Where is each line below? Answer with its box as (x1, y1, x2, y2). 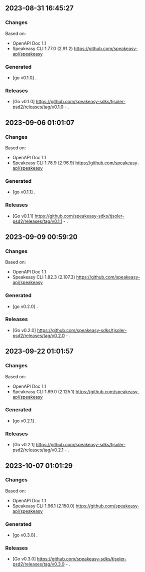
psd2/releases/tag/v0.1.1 (12, 218, 62, 224)
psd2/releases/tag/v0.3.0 (12, 561, 65, 567)
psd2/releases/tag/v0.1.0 (12, 104, 64, 110)
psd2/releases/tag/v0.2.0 (12, 333, 65, 339)
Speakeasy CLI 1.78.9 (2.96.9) (12, 160, 74, 166)
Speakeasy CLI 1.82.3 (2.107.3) (12, 274, 75, 280)
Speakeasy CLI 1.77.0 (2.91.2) (12, 45, 73, 52)
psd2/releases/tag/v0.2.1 (12, 447, 64, 453)
